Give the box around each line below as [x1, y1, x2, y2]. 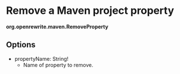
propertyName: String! [14, 55, 69, 62]
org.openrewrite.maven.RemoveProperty [6, 23, 109, 30]
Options [6, 40, 36, 50]
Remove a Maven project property [6, 4, 175, 17]
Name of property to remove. [23, 61, 93, 68]
